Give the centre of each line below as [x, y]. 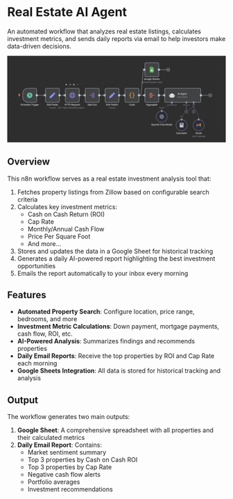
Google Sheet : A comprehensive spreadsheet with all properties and [115, 430]
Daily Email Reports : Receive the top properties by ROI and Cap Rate [116, 356]
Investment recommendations [70, 489]
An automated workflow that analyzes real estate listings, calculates [104, 31]
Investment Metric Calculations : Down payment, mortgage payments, [118, 327]
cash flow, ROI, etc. [45, 334]
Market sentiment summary [67, 452]
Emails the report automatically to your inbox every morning [103, 273]
